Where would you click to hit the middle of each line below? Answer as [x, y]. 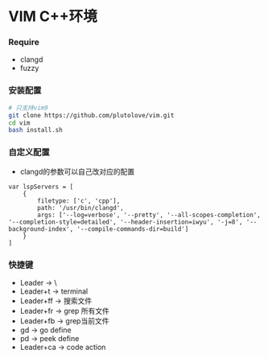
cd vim [19, 123]
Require [24, 43]
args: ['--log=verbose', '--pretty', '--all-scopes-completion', [149, 215]
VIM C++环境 [53, 16]
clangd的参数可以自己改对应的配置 [77, 171]
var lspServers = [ [41, 187]
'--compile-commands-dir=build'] [133, 229]
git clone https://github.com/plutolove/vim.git [91, 115]
